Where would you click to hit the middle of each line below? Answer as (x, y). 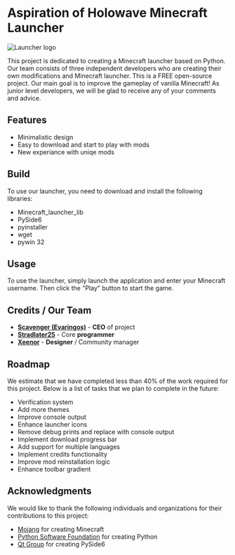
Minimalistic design (45, 137)
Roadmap (29, 364)
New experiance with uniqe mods (66, 152)
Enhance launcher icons (52, 424)
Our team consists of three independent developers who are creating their (115, 68)
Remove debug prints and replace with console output (96, 432)
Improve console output (52, 417)
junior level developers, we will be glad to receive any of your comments (112, 91)
